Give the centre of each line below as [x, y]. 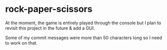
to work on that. [21, 43]
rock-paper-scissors [49, 9]
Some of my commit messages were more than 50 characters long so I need [84, 38]
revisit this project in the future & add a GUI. [50, 28]
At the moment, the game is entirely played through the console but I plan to [83, 23]
